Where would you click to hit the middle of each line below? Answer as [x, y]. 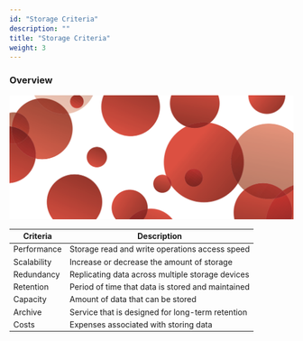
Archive [28, 312]
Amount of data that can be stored [133, 300]
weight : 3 [28, 48]
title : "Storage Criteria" [60, 38]
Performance [37, 249]
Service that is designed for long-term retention [158, 312]
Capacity [30, 300]
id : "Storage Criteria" [54, 19]
